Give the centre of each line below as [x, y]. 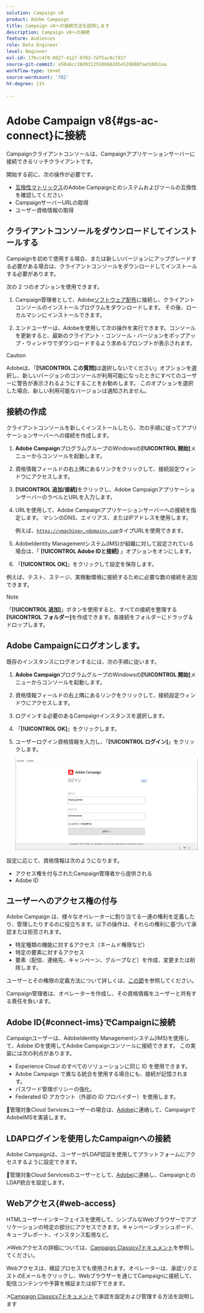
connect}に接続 [46, 136]
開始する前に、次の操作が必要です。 [51, 174]
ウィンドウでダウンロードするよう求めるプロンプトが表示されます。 [110, 343]
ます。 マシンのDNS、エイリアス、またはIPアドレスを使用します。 [109, 518]
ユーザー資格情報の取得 [44, 210]
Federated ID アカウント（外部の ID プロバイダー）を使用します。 [97, 1097]
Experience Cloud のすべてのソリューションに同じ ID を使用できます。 [103, 1066]
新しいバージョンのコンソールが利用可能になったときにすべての [102, 375]
